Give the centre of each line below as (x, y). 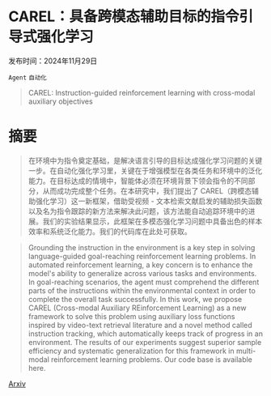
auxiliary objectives (60, 101)
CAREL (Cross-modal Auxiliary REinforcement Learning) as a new (137, 308)
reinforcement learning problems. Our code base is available (152, 359)
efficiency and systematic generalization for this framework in (131, 351)
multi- (246, 351)
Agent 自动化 (28, 78)
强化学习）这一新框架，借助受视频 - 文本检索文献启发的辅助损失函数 (149, 201)
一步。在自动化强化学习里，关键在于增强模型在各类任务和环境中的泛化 (145, 170)
